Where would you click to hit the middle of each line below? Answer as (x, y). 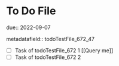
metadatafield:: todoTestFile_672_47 (51, 39)
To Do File (31, 11)
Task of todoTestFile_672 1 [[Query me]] (64, 50)
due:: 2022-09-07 (28, 27)
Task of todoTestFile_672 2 (48, 57)
